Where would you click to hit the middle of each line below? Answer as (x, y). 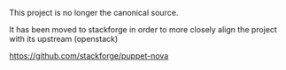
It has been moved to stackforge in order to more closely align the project (143, 29)
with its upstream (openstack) (64, 39)
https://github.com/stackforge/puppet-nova (89, 56)
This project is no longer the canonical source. (94, 13)
